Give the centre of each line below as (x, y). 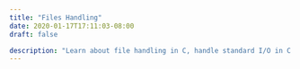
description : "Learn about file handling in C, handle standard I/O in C (150, 50)
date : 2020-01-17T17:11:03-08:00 (72, 26)
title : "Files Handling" (56, 17)
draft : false (34, 34)
